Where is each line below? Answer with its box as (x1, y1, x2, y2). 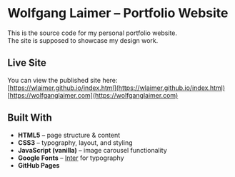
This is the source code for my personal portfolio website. (7, 29, 177, 37)
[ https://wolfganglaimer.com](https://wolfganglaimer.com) (7, 91, 179, 99)
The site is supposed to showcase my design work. (7, 36, 159, 44)
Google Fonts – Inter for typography (17, 153, 124, 162)
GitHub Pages (17, 161, 60, 169)
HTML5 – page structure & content (17, 131, 120, 139)
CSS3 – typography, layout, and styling (17, 138, 134, 147)
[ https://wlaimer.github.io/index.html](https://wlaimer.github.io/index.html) (7, 84, 226, 92)
